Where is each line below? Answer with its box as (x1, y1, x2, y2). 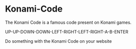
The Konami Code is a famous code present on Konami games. (5, 19, 132, 25)
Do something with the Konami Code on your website (5, 38, 112, 44)
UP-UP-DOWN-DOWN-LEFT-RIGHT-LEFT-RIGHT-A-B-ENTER (5, 29, 128, 34)
